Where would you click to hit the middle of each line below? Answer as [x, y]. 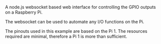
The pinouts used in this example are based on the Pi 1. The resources [76, 31]
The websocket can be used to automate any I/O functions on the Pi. [75, 22]
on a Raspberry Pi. [24, 12]
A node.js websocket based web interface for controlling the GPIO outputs [80, 7]
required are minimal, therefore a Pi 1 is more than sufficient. [66, 36]
